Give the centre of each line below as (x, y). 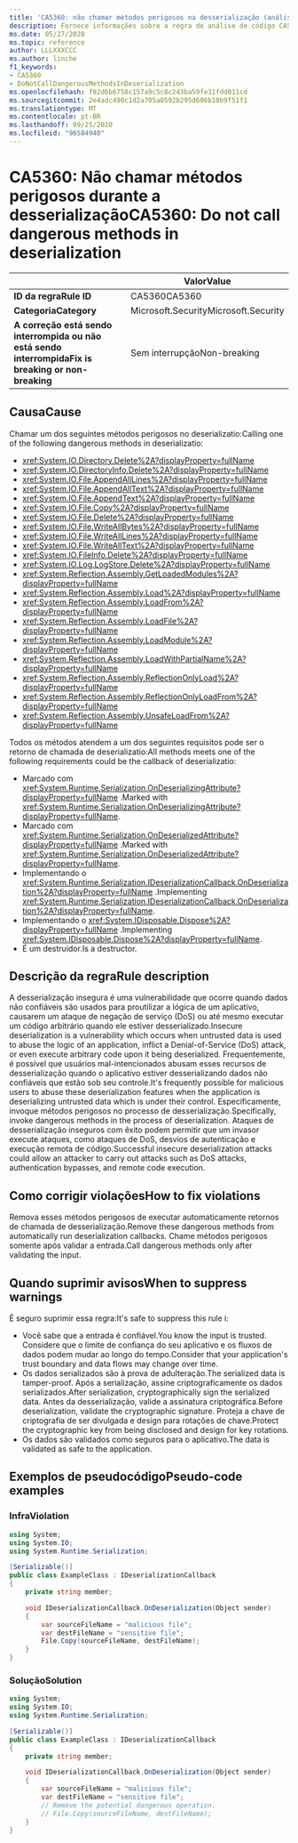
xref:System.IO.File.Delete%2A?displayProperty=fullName (128, 517)
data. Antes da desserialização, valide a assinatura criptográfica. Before (153, 1402)
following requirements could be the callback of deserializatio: (123, 761)
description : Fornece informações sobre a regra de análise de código (142, 26)
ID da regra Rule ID (53, 296)
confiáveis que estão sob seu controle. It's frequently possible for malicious (146, 1082)
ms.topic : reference (47, 42)
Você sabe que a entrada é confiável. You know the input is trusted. (145, 1336)
